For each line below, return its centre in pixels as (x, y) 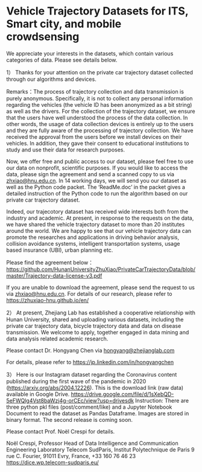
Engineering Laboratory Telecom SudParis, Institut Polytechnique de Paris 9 (100, 449)
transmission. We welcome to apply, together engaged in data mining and (98, 332)
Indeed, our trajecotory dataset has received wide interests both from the (97, 211)
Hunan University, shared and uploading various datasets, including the (95, 319)
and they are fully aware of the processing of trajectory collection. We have (100, 130)
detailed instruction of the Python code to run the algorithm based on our (97, 193)
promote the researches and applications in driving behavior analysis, (93, 237)
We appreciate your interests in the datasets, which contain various (90, 53)
